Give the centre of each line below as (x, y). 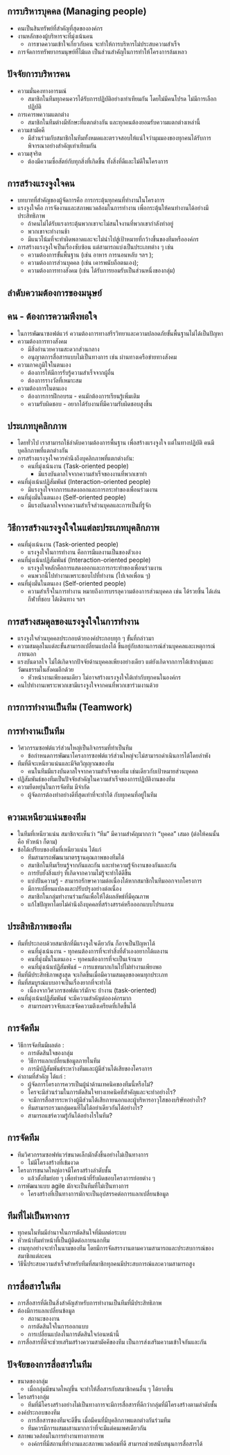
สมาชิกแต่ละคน (34, 1256)
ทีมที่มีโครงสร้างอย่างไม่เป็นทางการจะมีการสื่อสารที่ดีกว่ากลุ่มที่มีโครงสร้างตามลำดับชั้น (122, 1404)
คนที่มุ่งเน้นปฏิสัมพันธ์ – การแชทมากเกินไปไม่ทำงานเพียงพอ (95, 967)
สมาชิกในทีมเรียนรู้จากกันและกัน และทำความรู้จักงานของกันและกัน (102, 865)
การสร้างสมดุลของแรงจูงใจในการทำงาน (73, 621)
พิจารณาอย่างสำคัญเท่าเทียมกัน (62, 145)
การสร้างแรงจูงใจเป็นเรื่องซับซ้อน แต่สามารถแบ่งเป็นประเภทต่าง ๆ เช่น (96, 247)
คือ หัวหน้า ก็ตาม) (37, 842)
